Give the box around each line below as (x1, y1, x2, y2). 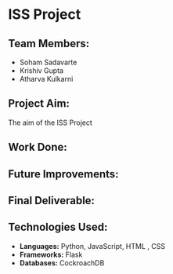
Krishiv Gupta (19, 66, 64, 75)
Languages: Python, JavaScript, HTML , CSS (19, 241, 166, 250)
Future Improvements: (8, 167, 119, 181)
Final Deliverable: (8, 194, 96, 207)
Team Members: (8, 37, 90, 50)
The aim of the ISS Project (8, 118, 92, 127)
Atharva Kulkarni (19, 75, 74, 83)
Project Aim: (8, 97, 70, 111)
